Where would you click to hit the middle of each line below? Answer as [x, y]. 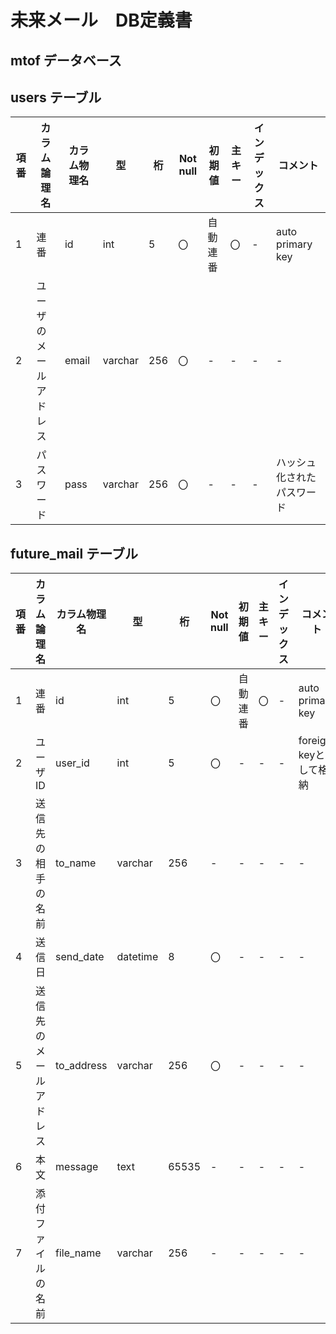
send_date [80, 957]
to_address [81, 1066]
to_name [76, 863]
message [77, 1167]
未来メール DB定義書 [101, 20]
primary [294, 244]
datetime [137, 957]
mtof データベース [66, 60]
